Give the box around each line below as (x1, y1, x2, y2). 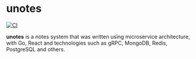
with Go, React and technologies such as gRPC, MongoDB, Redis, (6, 39, 168, 46)
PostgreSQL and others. (6, 45, 66, 52)
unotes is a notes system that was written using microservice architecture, (6, 33, 190, 40)
